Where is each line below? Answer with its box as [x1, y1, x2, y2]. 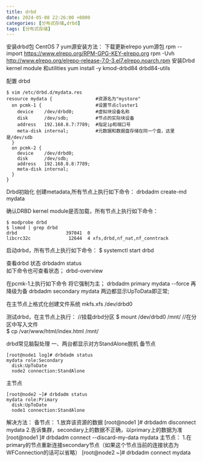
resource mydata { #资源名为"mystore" [6, 96, 141, 102]
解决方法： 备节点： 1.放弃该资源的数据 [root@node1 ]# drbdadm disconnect [6, 418, 196, 426]
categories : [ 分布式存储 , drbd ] [6, 20, 80, 26]
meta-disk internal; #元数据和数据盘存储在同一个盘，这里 [17, 128, 175, 134]
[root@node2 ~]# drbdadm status [6, 391, 88, 398]
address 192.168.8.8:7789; [17, 161, 91, 167]
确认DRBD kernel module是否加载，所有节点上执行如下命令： [6, 207, 159, 215]
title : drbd [6, 8, 36, 15]
